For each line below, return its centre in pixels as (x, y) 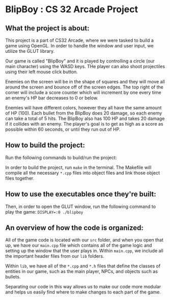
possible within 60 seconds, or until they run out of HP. (63, 129)
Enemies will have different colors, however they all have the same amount (83, 108)
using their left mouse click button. (41, 72)
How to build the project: (45, 145)
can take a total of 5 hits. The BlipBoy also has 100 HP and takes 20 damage (85, 118)
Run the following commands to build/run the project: (61, 157)
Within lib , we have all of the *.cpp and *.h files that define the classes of (83, 266)
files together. (20, 178)
